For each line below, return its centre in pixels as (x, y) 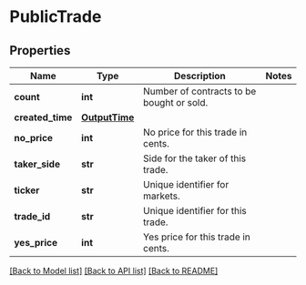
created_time (43, 117)
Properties (40, 51)
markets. (161, 196)
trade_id (32, 216)
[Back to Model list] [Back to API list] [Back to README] (114, 271)
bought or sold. (175, 102)
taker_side (37, 164)
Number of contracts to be (199, 91)
